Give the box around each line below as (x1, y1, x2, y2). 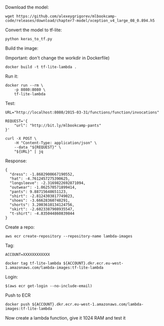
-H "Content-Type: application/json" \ (14, 140, 97, 145)
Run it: (5, 73, 18, 79)
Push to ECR (5, 292, 31, 298)
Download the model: (5, 4, 49, 10)
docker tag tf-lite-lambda (5, 261, 61, 266)
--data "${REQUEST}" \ (14, 145, 61, 150)
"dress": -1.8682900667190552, (9, 172, 75, 177)
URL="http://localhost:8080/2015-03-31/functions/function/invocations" (5, 110, 160, 115)
